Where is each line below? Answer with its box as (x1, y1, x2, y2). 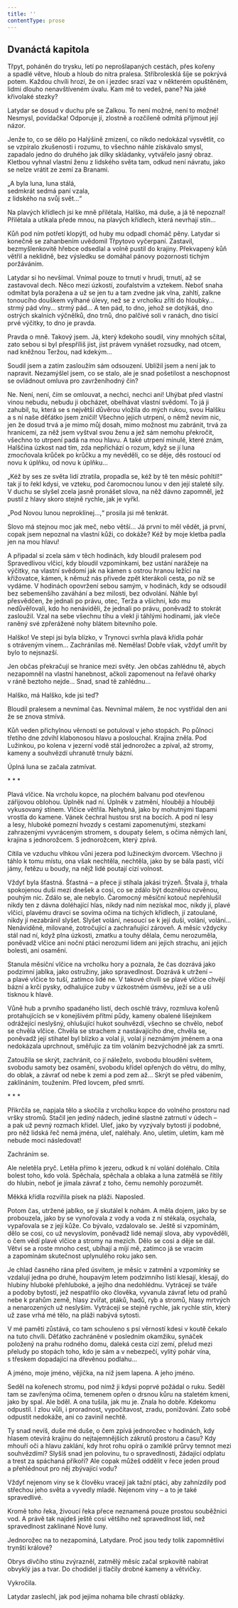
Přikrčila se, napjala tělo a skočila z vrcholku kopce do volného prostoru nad (7, 1106, 230, 1114)
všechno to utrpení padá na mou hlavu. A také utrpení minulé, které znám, (7, 435, 224, 445)
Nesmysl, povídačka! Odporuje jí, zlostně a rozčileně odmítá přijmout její (7, 114, 219, 122)
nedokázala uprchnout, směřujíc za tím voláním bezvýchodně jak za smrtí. (7, 1042, 225, 1050)
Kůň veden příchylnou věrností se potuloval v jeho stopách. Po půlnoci (7, 726, 214, 735)
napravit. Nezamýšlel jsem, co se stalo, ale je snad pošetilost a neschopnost (7, 369, 230, 378)
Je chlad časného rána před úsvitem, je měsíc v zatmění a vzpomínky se (7, 1266, 220, 1274)
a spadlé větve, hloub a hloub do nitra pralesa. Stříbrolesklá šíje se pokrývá (7, 70, 227, 78)
